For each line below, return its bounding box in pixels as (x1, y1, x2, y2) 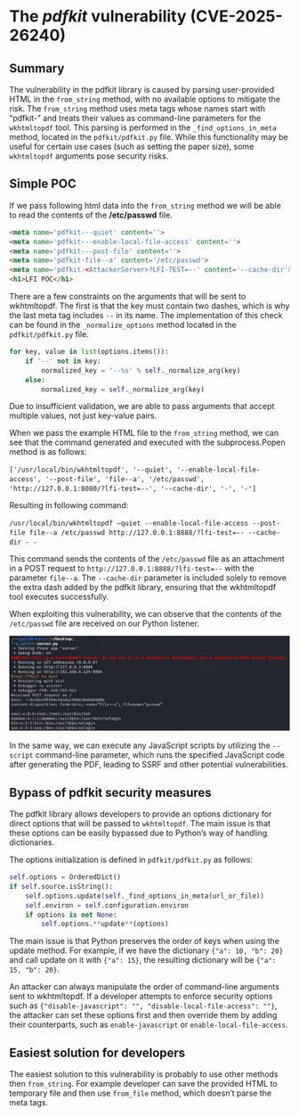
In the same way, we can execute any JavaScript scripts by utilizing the (9, 740, 271, 751)
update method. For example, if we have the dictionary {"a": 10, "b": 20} (9, 945, 284, 956)
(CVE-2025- (190, 6, 283, 27)
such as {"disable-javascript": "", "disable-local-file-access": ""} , (9, 1000, 278, 1011)
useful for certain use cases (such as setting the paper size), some (9, 141, 255, 152)
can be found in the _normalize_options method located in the (9, 319, 238, 331)
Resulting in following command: (9, 500, 129, 511)
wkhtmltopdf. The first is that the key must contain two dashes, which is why (9, 300, 290, 311)
